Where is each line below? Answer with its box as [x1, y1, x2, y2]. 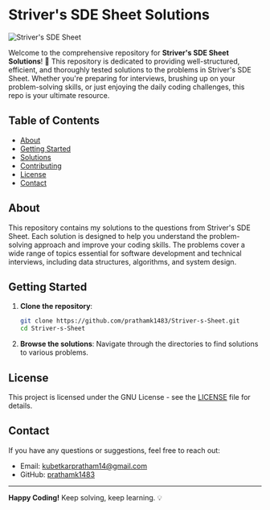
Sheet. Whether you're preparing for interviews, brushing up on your [8, 73, 235, 83]
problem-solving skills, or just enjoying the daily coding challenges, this [8, 82, 245, 92]
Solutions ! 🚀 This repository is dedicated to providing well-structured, [8, 56, 240, 66]
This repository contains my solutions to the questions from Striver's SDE [8, 223, 251, 232]
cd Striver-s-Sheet [19, 324, 86, 333]
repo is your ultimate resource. [8, 90, 110, 100]
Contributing [19, 161, 62, 171]
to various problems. [19, 348, 88, 357]
